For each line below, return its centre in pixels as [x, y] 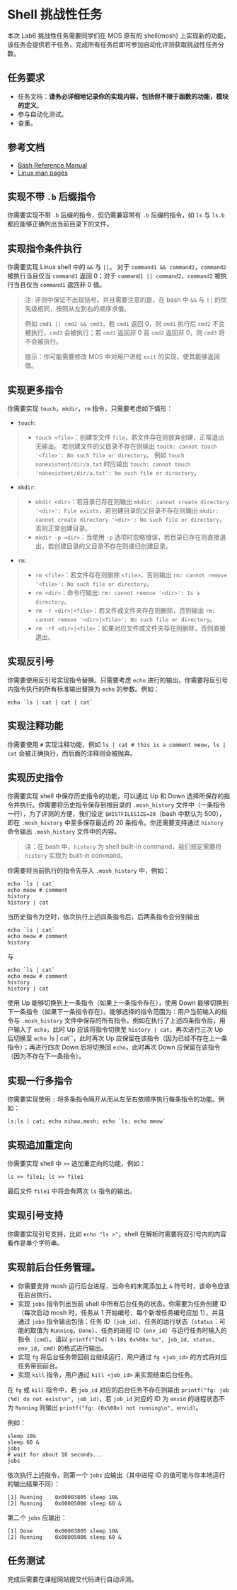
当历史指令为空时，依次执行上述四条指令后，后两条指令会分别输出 [103, 917]
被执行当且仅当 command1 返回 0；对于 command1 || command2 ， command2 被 [114, 276]
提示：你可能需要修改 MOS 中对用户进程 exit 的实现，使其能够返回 [122, 356]
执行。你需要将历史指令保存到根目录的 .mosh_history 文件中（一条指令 [122, 805]
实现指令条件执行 [45, 248]
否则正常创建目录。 [63, 528]
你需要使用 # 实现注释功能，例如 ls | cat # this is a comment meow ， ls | [117, 744]
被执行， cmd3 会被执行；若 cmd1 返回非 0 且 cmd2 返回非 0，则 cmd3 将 [125, 333]
